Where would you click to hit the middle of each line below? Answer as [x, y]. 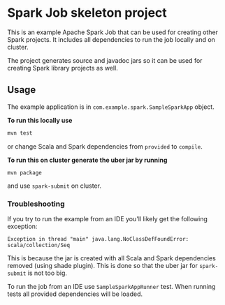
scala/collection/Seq [39, 245]
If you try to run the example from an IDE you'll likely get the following [108, 218]
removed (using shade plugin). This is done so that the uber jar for [102, 265]
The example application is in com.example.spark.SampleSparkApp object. [111, 107]
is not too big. [48, 273]
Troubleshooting [36, 204]
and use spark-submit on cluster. [54, 186]
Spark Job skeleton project [87, 13]
